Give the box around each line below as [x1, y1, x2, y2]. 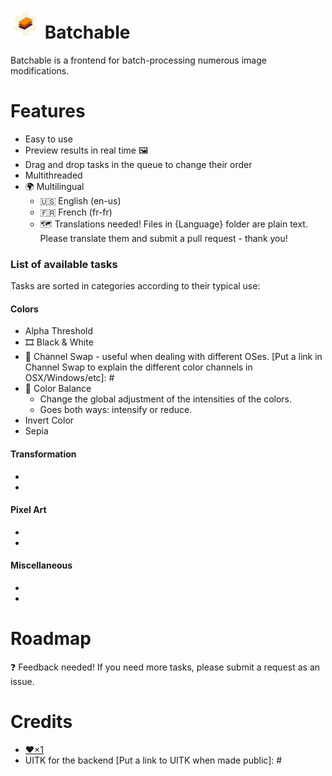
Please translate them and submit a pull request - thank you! [39, 232, 288, 244]
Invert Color [24, 414, 75, 427]
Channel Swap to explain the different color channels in [24, 361, 253, 373]
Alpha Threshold [24, 325, 94, 337]
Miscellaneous [10, 559, 73, 572]
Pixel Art [10, 504, 47, 516]
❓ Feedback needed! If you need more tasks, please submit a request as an [10, 661, 321, 673]
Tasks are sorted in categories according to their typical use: [10, 280, 261, 292]
